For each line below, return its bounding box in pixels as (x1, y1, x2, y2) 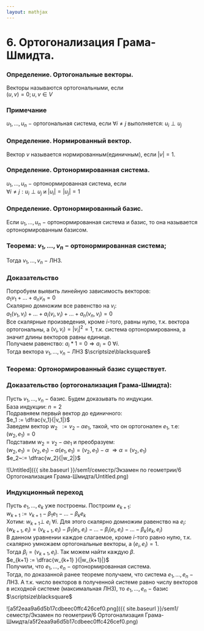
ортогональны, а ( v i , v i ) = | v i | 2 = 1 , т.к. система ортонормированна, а (6, 324, 186, 334)
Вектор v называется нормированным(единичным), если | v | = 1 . (6, 151, 176, 158)
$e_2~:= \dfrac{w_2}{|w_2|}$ (6, 454, 81, 461)
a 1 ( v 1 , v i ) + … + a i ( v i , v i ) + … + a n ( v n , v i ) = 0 (6, 310, 113, 319)
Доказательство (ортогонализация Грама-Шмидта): (6, 381, 172, 390)
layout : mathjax (6, 9, 48, 15)
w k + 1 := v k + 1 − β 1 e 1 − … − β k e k (6, 510, 86, 518)
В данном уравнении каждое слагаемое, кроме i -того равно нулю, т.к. (6, 534, 192, 541)
